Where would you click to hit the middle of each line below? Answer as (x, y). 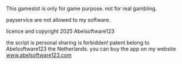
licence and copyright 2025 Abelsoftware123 (60, 31)
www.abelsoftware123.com (39, 55)
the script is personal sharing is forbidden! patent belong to (78, 43)
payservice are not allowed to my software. (58, 20)
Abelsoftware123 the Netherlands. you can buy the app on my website (91, 49)
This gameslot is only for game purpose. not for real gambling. (82, 9)
